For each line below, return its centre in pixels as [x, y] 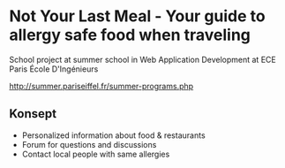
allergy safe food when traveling [130, 35]
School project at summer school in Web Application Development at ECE [142, 59]
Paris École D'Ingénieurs [54, 69]
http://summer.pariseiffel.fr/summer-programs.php [101, 86]
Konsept [33, 114]
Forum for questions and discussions [89, 144]
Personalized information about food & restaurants [113, 135]
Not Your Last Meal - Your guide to [138, 16]
